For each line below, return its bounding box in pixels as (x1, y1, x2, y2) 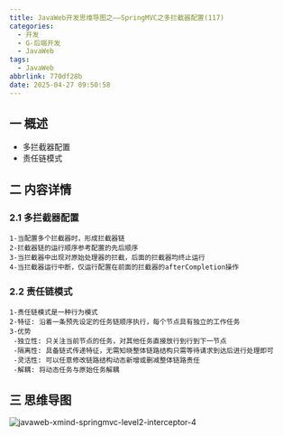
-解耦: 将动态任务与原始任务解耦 (13, 366, 120, 375)
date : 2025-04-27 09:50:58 (9, 80, 111, 89)
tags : (9, 55, 30, 64)
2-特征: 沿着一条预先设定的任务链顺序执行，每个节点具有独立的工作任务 (9, 318, 241, 327)
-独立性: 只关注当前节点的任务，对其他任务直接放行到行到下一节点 (13, 337, 227, 346)
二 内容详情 (9, 181, 72, 197)
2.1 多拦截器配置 (9, 211, 79, 224)
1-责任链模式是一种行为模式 (9, 308, 99, 317)
